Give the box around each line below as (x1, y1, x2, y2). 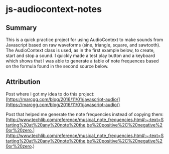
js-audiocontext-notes (6, 3, 102, 15)
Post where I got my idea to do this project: (6, 91, 95, 97)
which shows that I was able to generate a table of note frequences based (6, 58, 159, 63)
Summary (6, 23, 37, 32)
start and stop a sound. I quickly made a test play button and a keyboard (6, 52, 155, 58)
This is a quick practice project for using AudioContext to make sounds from (6, 36, 163, 42)
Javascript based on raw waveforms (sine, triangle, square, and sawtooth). (6, 42, 161, 48)
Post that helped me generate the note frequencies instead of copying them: (6, 111, 164, 117)
